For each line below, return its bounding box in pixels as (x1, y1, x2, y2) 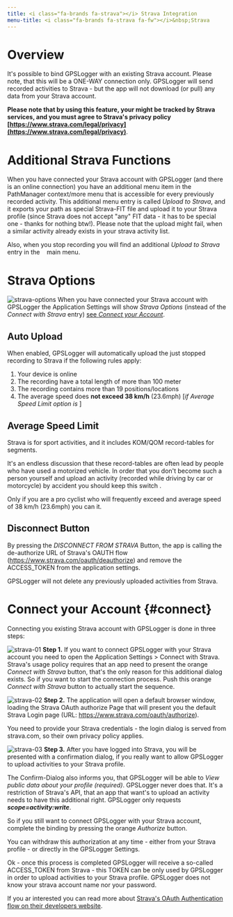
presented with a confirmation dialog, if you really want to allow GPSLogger (7, 752, 224, 761)
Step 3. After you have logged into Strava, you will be (44, 745, 197, 753)
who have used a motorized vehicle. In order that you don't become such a (7, 467, 223, 475)
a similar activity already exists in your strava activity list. (7, 227, 170, 236)
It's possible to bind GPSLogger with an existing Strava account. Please (7, 70, 212, 78)
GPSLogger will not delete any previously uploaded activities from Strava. (7, 577, 218, 585)
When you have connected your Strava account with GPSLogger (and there (7, 175, 224, 183)
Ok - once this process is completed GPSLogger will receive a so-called (7, 858, 214, 867)
